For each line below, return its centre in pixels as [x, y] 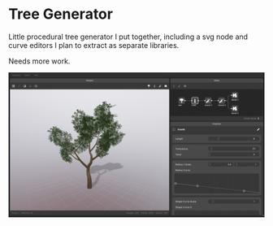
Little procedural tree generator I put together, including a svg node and [128, 37]
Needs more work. [39, 61]
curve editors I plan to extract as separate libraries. [94, 45]
